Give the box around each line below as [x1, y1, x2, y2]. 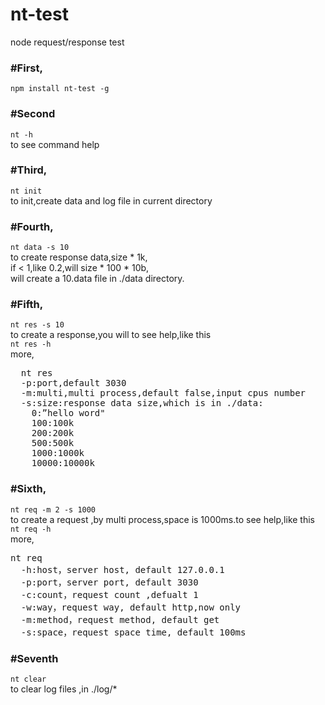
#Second [10, 107, 56, 121]
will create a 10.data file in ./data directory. [10, 273, 185, 285]
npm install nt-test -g [10, 84, 110, 94]
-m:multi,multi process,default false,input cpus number [20, 388, 307, 399]
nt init [10, 186, 43, 196]
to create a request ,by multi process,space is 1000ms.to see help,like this [10, 513, 315, 525]
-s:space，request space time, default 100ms [20, 626, 247, 638]
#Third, [10, 163, 48, 177]
